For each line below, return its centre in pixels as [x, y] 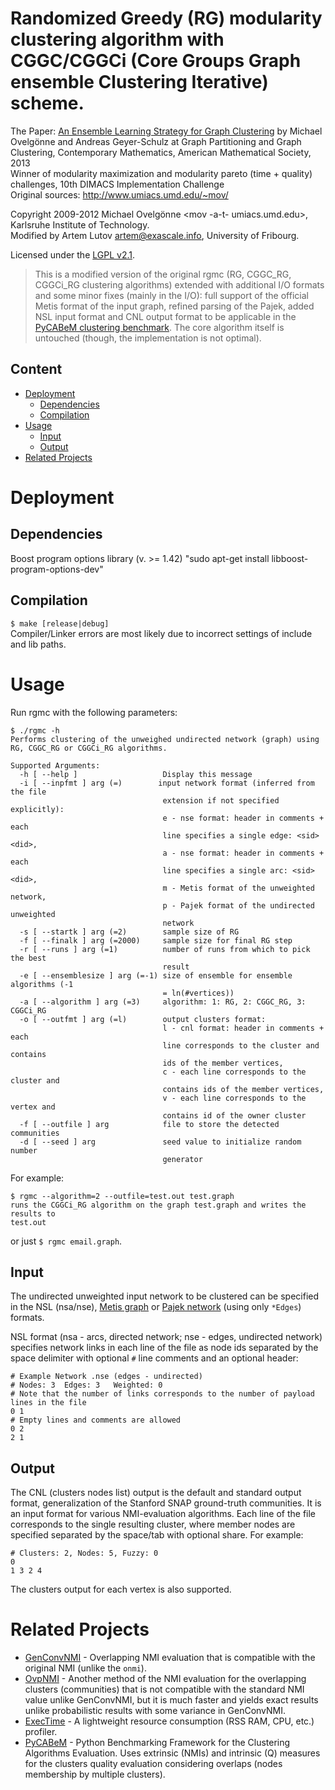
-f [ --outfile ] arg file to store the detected [149, 1124]
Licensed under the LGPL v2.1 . [72, 254]
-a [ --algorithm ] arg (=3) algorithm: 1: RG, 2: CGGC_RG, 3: [163, 1002]
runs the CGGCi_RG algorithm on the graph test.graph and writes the [158, 1205]
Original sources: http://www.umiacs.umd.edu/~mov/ [119, 194]
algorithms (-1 [42, 984]
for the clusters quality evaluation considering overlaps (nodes [153, 1764]
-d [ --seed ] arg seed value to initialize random [160, 1142]
